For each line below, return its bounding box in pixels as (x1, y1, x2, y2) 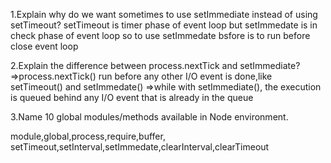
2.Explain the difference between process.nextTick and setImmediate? (10, 60, 301, 71)
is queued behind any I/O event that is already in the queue (10, 92, 254, 103)
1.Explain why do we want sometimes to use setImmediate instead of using (10, 9, 318, 20)
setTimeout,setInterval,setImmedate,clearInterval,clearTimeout (10, 141, 270, 153)
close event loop (10, 40, 79, 52)
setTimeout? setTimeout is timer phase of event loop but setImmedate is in (10, 19, 318, 31)
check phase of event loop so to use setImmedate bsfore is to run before (10, 30, 311, 41)
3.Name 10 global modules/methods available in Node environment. (10, 111, 289, 123)
